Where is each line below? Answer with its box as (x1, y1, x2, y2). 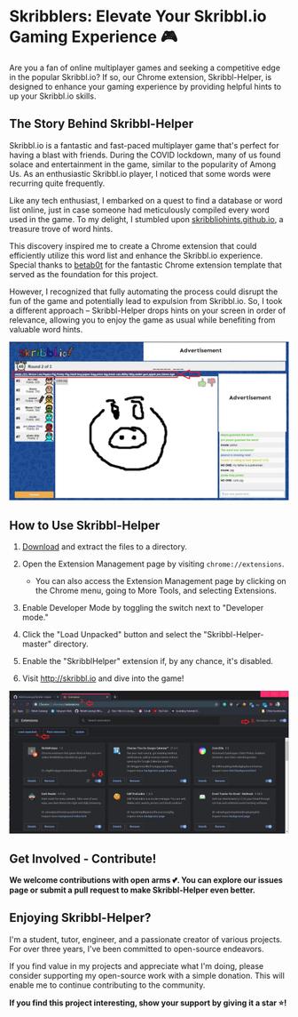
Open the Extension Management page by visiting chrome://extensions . (21, 558, 285, 570)
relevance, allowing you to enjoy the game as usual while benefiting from (9, 314, 276, 325)
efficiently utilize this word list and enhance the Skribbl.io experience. (9, 250, 263, 260)
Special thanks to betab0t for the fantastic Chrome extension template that (9, 260, 282, 270)
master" (21, 638, 51, 650)
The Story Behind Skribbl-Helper (9, 116, 194, 132)
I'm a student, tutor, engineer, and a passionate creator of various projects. (9, 933, 283, 944)
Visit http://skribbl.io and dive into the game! (21, 673, 184, 684)
